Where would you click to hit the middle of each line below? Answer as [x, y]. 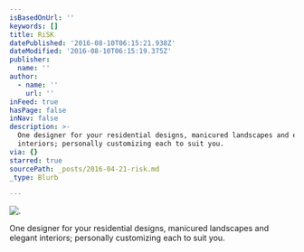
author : [24, 77]
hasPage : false [38, 110]
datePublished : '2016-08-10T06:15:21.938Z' [93, 43]
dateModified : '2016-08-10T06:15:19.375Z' [90, 51]
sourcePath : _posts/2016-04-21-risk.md [85, 169]
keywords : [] [34, 26]
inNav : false [34, 118]
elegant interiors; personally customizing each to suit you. [117, 238]
